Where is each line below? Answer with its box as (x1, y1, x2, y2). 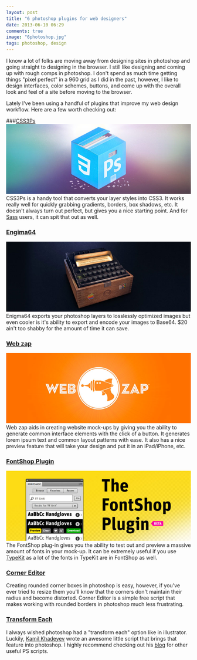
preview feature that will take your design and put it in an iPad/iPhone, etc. (6, 442, 186, 449)
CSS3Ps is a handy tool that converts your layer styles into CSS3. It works (6, 194, 185, 202)
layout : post (6, 9, 38, 15)
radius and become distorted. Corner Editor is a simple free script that (6, 594, 175, 601)
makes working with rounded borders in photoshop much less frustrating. (6, 601, 184, 608)
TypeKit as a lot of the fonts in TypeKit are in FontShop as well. (6, 554, 158, 561)
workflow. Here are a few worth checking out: (6, 106, 116, 113)
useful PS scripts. (6, 647, 49, 654)
